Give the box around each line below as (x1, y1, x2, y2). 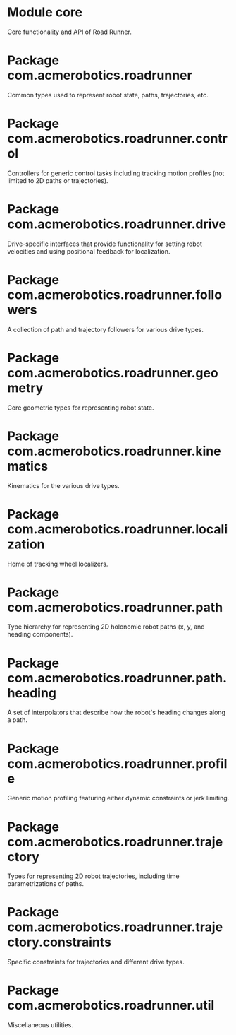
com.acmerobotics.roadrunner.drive (7, 216, 227, 232)
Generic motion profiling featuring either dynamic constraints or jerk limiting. (7, 794, 230, 803)
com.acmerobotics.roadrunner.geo (7, 365, 218, 381)
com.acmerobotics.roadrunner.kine (7, 443, 221, 459)
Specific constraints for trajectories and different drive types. (7, 958, 185, 966)
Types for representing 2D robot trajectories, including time (7, 872, 180, 880)
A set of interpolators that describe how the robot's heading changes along (7, 708, 225, 717)
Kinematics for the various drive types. (7, 481, 120, 490)
